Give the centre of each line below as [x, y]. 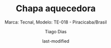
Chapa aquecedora [56, 9]
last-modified [56, 41]
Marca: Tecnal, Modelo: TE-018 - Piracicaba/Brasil [56, 22]
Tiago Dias [56, 31]
